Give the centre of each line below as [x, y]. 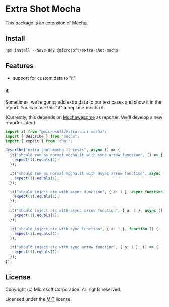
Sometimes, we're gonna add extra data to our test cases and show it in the [83, 102]
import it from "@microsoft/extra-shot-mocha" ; [56, 132]
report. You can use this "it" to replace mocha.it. [55, 107]
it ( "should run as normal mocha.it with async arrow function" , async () [89, 173]
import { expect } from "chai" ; [39, 141]
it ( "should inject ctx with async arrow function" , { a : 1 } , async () [87, 211]
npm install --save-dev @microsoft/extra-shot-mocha [62, 50]
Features [19, 66]
